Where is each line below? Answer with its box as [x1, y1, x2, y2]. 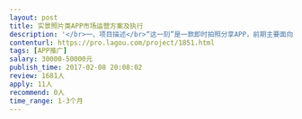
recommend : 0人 [9, 88, 65, 97]
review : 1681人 [9, 72, 65, 81]
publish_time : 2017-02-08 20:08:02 [9, 64, 143, 72]
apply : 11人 [9, 80, 53, 89]
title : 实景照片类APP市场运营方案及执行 [9, 21, 144, 30]
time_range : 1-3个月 [9, 96, 84, 106]
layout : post [9, 13, 58, 22]
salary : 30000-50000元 [9, 55, 93, 64]
